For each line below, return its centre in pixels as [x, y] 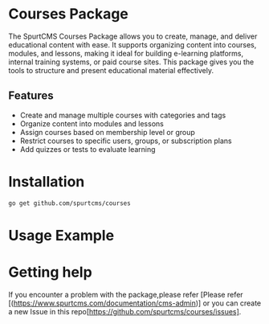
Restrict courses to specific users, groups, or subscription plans [126, 141]
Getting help [50, 272]
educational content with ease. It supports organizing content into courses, [132, 44]
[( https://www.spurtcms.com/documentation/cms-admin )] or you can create [135, 303]
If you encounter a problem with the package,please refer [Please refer [126, 294]
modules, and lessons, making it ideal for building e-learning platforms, [126, 53]
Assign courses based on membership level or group [107, 132]
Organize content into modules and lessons [92, 123]
